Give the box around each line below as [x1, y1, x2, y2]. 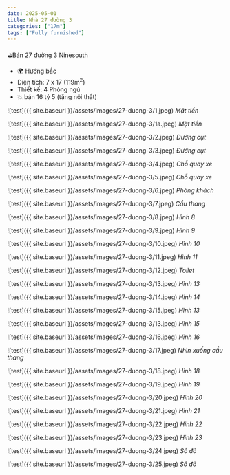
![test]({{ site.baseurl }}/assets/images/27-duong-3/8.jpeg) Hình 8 [7, 212, 195, 221]
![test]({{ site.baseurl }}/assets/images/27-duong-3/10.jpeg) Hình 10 [7, 239, 200, 247]
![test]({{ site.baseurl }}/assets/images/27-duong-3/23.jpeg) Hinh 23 [7, 433, 202, 441]
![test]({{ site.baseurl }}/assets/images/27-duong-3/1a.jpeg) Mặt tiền [7, 120, 202, 128]
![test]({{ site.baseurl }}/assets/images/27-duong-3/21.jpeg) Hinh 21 [7, 406, 200, 415]
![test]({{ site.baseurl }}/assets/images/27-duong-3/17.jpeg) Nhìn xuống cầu [7, 346, 224, 354]
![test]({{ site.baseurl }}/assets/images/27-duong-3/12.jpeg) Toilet [7, 266, 195, 274]
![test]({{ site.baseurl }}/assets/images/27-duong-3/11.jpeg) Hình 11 [7, 252, 198, 261]
